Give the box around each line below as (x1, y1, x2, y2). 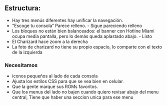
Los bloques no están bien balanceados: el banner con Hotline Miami (11, 27, 154, 34)
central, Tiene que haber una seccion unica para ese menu (11, 94, 133, 100)
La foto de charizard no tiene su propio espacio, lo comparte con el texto (11, 43, 162, 49)
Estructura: (4, 4, 41, 12)
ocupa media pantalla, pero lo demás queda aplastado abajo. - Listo (11, 33, 152, 39)
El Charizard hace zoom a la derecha (11, 38, 88, 44)
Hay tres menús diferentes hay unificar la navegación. (11, 17, 123, 23)
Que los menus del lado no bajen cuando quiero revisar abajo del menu (11, 89, 159, 95)
